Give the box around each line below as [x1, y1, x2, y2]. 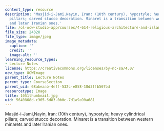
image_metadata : [5, 39, 38, 44]
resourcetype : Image [5, 89, 47, 94]
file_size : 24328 [5, 30, 41, 35]
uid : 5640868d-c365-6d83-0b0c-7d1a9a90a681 [5, 98, 95, 103]
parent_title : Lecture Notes [5, 75, 64, 80]
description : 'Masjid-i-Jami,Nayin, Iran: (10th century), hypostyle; [5, 12, 152, 17]
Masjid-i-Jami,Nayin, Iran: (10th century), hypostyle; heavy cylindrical [5, 111, 145, 117]
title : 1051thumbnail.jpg [5, 93, 58, 98]
